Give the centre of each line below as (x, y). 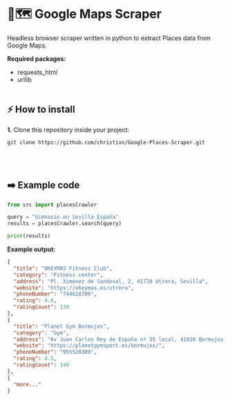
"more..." (27, 384)
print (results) (29, 236)
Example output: (31, 249)
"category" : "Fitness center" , (58, 275)
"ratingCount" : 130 (41, 307)
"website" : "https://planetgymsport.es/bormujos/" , (89, 346)
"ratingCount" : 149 (41, 365)
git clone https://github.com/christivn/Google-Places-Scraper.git (106, 142)
